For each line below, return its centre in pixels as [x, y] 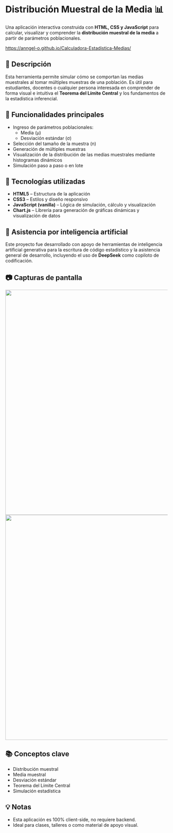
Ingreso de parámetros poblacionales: [53, 127]
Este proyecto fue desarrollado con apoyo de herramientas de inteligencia [84, 244]
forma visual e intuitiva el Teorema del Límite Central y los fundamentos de [85, 93]
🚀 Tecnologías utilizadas [45, 181]
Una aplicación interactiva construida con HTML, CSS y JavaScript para [82, 27]
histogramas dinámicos [38, 160]
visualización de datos [37, 216]
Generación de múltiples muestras [49, 149]
